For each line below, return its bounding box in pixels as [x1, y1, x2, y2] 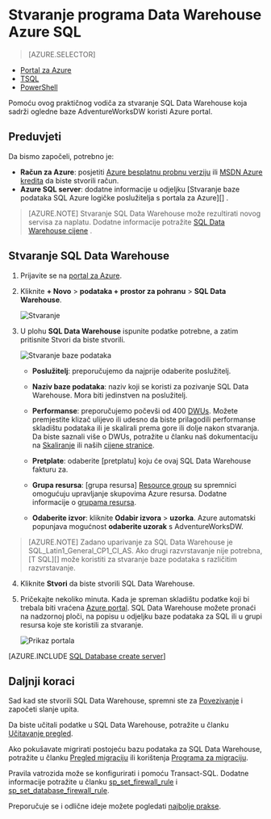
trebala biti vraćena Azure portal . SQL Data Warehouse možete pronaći [19, 603, 256, 612]
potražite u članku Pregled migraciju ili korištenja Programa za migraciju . [8, 753, 248, 762]
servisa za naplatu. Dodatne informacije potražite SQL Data [27, 216, 226, 227]
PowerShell [19, 82, 58, 92]
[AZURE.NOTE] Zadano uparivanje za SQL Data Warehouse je [27, 537, 233, 547]
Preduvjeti [8, 130, 62, 144]
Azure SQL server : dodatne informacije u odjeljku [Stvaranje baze [19, 184, 240, 194]
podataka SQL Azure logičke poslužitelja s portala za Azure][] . [19, 192, 229, 203]
